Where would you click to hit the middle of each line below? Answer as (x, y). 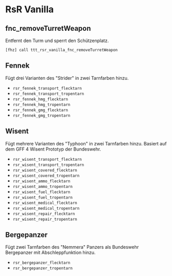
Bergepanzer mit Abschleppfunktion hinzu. (50, 252)
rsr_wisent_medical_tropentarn (46, 208)
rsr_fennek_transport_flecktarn (47, 88)
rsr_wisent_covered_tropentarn (46, 176)
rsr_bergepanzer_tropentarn (42, 268)
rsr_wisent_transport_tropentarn (48, 165)
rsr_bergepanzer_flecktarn (41, 263)
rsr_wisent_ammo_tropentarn (42, 186)
